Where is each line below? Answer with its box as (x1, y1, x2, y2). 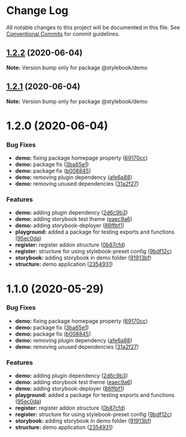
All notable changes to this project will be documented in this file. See (6, 24, 181, 31)
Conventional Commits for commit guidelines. (6, 30, 120, 37)
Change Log (6, 4, 68, 18)
